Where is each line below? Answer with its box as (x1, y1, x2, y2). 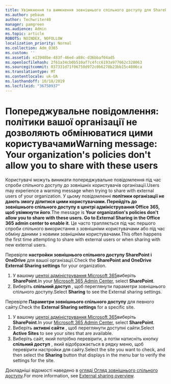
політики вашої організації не (5, 116, 137, 128)
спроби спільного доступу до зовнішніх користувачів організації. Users (5, 182, 159, 188)
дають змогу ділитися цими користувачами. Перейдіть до (5, 198, 137, 204)
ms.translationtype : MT (5, 69, 56, 75)
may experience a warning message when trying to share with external (5, 187, 154, 194)
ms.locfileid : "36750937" (5, 83, 60, 88)
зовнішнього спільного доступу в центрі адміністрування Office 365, (5, 204, 160, 210)
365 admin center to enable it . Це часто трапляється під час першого (5, 220, 156, 226)
